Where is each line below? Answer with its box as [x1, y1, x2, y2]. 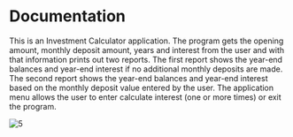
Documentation [9, 6, 127, 27]
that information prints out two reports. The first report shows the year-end [9, 54, 283, 65]
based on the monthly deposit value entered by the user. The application [9, 82, 274, 93]
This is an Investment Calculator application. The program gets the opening [9, 35, 284, 46]
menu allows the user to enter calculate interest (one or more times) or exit [9, 91, 281, 103]
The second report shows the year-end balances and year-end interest [9, 72, 268, 83]
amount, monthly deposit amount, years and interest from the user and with [9, 44, 285, 55]
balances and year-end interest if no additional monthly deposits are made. [9, 64, 283, 74]
